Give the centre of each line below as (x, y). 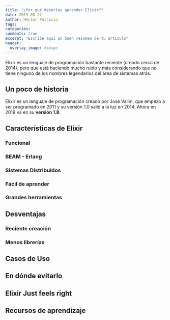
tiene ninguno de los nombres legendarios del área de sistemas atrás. (78, 73)
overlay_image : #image (34, 48)
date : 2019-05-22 (24, 15)
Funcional (18, 143)
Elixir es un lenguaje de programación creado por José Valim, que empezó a (85, 101)
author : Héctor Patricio (32, 19)
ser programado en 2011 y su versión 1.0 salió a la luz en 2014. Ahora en (81, 107)
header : (13, 43)
